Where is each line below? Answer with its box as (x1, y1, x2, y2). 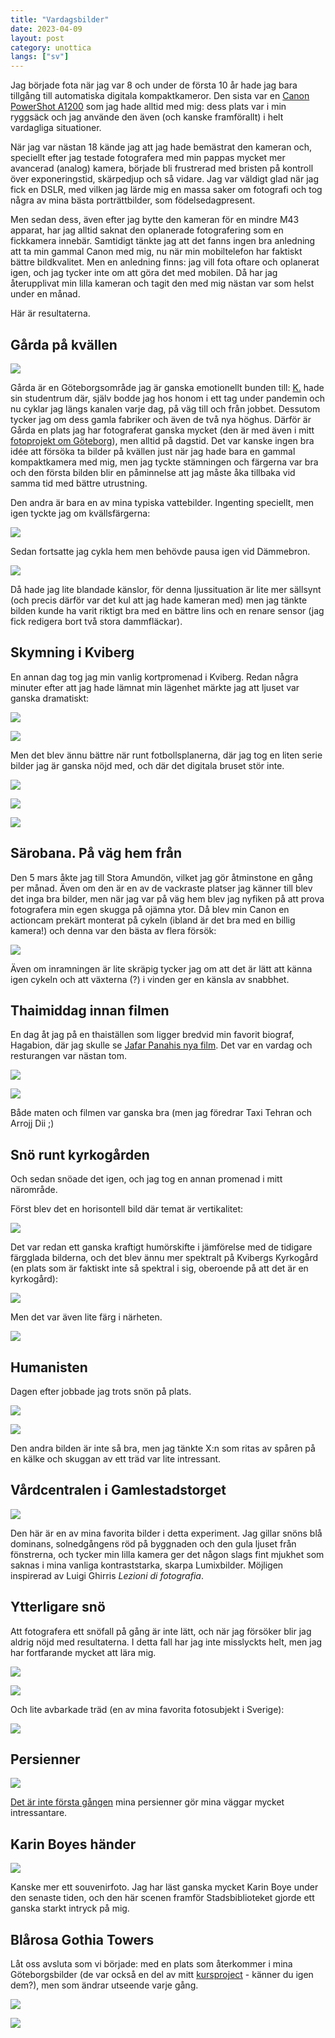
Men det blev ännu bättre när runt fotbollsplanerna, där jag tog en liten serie (10, 749, 323, 761)
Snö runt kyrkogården (10, 1146, 150, 1163)
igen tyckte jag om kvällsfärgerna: (10, 507, 151, 519)
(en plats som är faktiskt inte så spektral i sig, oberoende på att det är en (10, 1262, 309, 1275)
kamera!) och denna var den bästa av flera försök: (10, 924, 217, 936)
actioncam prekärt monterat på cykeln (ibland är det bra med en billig (10, 914, 296, 926)
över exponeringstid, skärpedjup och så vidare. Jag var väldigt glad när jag (10, 173, 319, 185)
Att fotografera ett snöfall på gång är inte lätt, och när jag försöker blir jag (10, 1625, 312, 1637)
